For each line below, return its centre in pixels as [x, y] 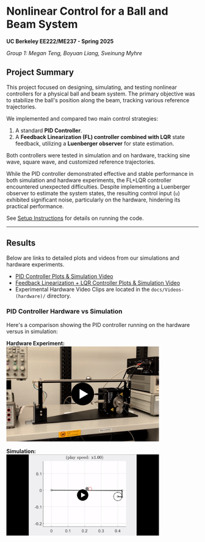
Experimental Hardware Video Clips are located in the [82, 289]
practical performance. [35, 206]
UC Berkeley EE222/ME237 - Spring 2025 [60, 41]
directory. [59, 296]
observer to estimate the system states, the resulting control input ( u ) [93, 193]
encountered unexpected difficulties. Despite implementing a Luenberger [98, 186]
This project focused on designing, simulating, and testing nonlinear [92, 87]
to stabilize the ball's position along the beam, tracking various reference [98, 100]
